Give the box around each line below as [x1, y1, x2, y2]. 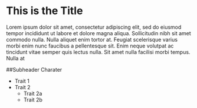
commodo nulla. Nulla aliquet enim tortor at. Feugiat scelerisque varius [6, 36, 178, 43]
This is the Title [6, 4, 83, 18]
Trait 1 [14, 77, 29, 85]
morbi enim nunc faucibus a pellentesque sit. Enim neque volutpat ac [6, 42, 174, 49]
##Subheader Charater [6, 66, 63, 73]
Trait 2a [23, 90, 42, 97]
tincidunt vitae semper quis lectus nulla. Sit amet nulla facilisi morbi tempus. [6, 48, 191, 55]
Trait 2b [23, 96, 42, 103]
